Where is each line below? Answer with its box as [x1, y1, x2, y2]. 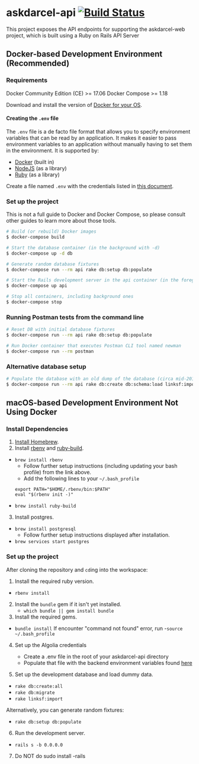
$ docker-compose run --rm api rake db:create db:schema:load [6, 381, 163, 387]
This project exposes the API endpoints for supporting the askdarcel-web [6, 26, 185, 33]
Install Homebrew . [14, 438, 59, 445]
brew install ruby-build [14, 503, 76, 509]
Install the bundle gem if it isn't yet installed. [14, 600, 121, 608]
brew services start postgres [14, 539, 90, 545]
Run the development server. [14, 729, 86, 736]
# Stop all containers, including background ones [6, 294, 134, 300]
